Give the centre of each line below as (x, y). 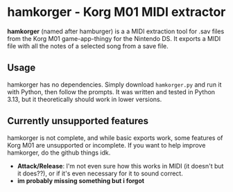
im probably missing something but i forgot (80, 180)
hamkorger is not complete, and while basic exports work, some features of (115, 138)
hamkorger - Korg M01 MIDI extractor (116, 12)
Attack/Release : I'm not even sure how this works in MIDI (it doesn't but (120, 166)
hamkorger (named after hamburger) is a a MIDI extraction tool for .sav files (116, 31)
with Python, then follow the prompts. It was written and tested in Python (111, 91)
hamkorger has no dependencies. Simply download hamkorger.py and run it (114, 85)
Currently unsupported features (78, 121)
